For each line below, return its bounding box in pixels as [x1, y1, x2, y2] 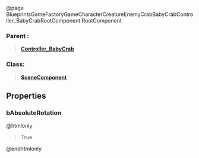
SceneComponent [20, 74, 67, 81]
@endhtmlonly [6, 145, 42, 153]
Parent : [6, 31, 30, 40]
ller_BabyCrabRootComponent [6, 17, 81, 24]
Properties [6, 91, 46, 101]
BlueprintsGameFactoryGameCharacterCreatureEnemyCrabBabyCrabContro [6, 11, 194, 18]
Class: [6, 60, 25, 68]
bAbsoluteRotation [6, 109, 62, 117]
